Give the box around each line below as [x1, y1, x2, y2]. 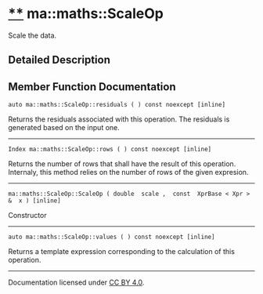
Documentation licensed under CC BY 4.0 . [8, 278, 145, 287]
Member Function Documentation [8, 80, 176, 93]
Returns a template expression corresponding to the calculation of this [8, 247, 235, 256]
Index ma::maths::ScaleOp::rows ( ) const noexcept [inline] [8, 146, 212, 154]
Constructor [8, 211, 47, 220]
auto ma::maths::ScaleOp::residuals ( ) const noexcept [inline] [8, 101, 225, 109]
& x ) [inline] [8, 197, 61, 205]
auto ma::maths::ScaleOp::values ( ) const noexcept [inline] [8, 233, 215, 241]
